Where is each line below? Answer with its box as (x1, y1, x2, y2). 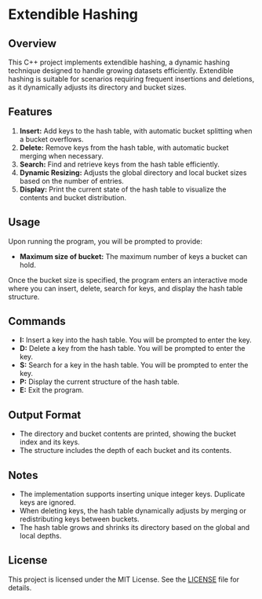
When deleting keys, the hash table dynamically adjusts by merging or (19, 506, 247, 516)
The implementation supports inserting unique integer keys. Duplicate (19, 489, 246, 499)
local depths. (19, 531, 62, 541)
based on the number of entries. (19, 176, 124, 185)
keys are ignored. (19, 498, 76, 507)
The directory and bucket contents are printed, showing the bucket (19, 429, 237, 439)
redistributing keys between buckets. (19, 514, 140, 524)
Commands (8, 315, 67, 328)
